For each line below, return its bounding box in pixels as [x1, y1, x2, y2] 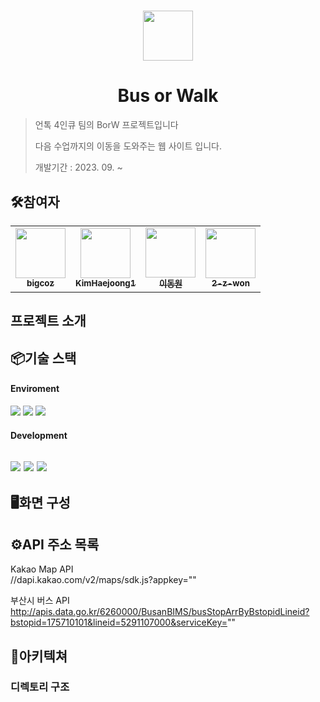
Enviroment [10, 383, 60, 395]
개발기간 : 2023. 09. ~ [34, 161, 123, 174]
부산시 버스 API [10, 595, 70, 607]
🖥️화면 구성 [10, 495, 71, 512]
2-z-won [211, 278, 250, 289]
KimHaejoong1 [75, 278, 137, 289]
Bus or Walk [117, 85, 219, 107]
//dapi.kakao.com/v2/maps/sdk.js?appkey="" [10, 574, 197, 586]
